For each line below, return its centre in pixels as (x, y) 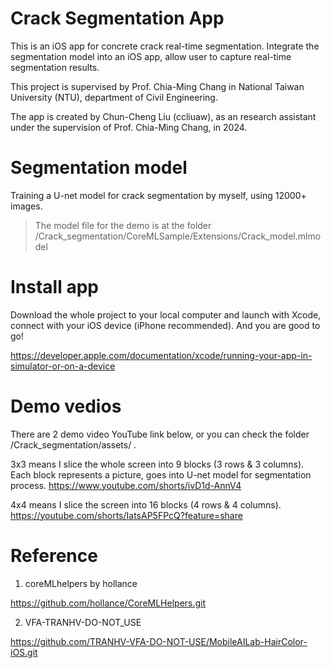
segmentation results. (55, 67)
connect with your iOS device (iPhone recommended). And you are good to (165, 325)
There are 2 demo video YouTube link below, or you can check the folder (160, 434)
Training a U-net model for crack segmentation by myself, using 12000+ (158, 195)
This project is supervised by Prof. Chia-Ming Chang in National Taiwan (157, 86)
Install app (54, 287)
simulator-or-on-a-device (63, 366)
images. (26, 206)
